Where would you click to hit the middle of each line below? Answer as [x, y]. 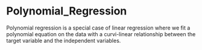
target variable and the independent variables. [64, 40]
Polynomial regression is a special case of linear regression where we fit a [98, 28]
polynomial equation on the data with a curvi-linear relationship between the [101, 34]
